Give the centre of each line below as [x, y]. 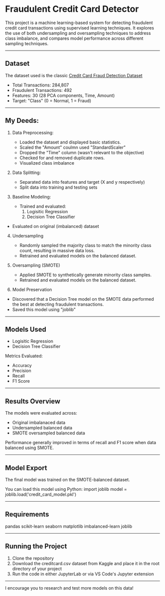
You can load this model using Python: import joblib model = [66, 489]
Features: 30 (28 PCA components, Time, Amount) [63, 95]
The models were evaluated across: [41, 413]
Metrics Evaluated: [24, 356]
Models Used [26, 329]
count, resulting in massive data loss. [57, 250]
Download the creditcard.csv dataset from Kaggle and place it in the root [86, 563]
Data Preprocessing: [33, 132]
